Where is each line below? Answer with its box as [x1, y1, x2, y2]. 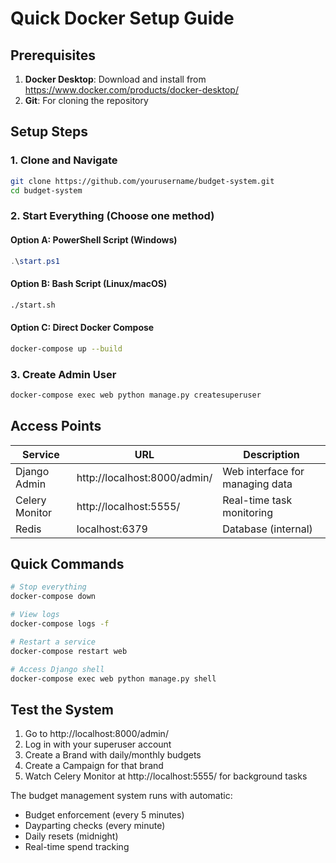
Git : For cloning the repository [24, 95, 149, 106]
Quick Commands [10, 555, 125, 572]
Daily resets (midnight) [24, 830, 119, 842]
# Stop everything [10, 582, 87, 592]
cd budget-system [10, 185, 83, 196]
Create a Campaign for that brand [24, 760, 164, 772]
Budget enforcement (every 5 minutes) [24, 809, 185, 821]
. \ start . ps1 [10, 256, 60, 266]
